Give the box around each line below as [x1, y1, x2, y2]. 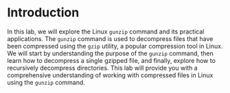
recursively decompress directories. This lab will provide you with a [7, 64, 198, 72]
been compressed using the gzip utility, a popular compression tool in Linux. [7, 42, 223, 50]
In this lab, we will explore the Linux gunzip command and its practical [7, 27, 205, 36]
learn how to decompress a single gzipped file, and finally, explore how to [7, 56, 216, 64]
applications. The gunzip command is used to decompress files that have [7, 34, 214, 42]
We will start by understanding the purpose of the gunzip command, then [7, 49, 214, 57]
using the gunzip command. [7, 78, 86, 86]
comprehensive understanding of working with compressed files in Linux [7, 70, 214, 79]
